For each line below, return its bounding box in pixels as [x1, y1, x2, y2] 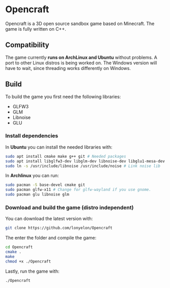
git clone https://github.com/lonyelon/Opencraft [5, 226, 113, 231]
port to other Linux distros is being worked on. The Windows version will [5, 60, 157, 66]
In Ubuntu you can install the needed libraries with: [5, 144, 113, 150]
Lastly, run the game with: [5, 268, 60, 274]
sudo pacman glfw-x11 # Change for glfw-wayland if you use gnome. [5, 187, 152, 193]
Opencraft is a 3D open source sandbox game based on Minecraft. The [5, 20, 155, 27]
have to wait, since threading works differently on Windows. [5, 65, 131, 71]
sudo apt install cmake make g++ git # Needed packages [5, 154, 126, 159]
